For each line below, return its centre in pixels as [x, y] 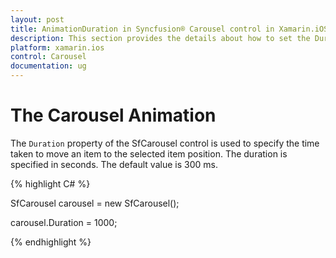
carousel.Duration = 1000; [64, 222]
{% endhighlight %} [51, 242]
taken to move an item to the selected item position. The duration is [149, 153]
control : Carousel [48, 57]
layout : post [37, 19]
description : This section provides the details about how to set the [160, 38]
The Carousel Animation [113, 115]
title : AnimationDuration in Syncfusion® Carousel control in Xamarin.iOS [169, 29]
